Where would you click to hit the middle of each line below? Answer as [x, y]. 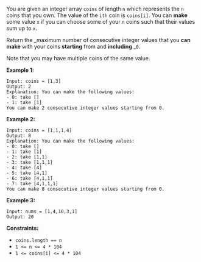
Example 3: [21, 200]
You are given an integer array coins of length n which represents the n [95, 9]
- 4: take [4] [24, 168]
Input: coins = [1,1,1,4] [39, 130]
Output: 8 [19, 136]
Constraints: [23, 228]
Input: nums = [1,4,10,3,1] [42, 211]
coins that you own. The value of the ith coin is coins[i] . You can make [97, 15]
